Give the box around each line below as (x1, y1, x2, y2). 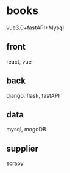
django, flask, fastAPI (6, 92, 60, 99)
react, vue (6, 57, 32, 65)
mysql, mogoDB (6, 126, 47, 133)
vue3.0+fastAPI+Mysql (6, 24, 64, 31)
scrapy (6, 160, 24, 167)
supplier (6, 143, 38, 153)
